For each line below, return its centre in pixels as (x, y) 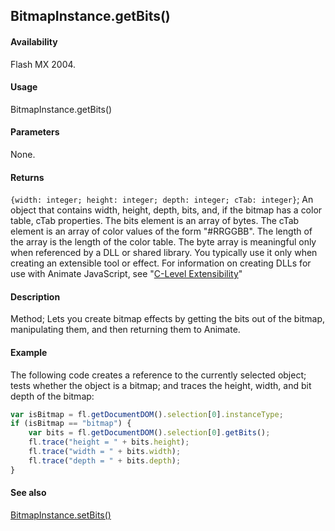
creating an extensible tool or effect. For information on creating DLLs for (161, 263)
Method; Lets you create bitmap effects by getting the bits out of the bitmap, (168, 319)
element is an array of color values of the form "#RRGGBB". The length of (161, 231)
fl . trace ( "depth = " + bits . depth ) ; (105, 460)
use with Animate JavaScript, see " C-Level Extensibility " (126, 274)
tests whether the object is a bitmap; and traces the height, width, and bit (161, 385)
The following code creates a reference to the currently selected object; (158, 375)
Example (29, 352)
